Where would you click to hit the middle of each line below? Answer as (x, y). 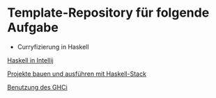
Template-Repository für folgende (108, 13)
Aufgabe (33, 27)
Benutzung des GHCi (37, 87)
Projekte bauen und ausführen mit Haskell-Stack (77, 74)
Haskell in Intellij (30, 60)
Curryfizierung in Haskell (53, 47)
